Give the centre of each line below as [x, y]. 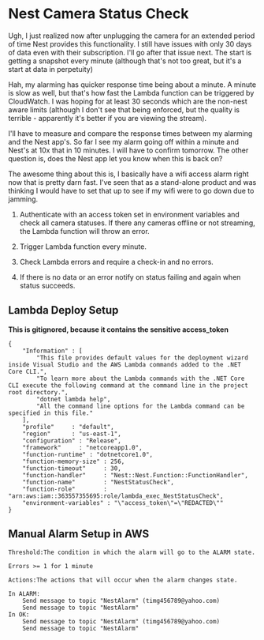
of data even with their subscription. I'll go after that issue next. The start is [130, 52]
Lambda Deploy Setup [63, 310]
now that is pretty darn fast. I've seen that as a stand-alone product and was [132, 182]
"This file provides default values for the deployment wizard [142, 358]
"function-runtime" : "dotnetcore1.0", [88, 454]
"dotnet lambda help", [74, 399]
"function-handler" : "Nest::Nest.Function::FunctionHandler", [135, 475]
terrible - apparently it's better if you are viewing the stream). [108, 118]
